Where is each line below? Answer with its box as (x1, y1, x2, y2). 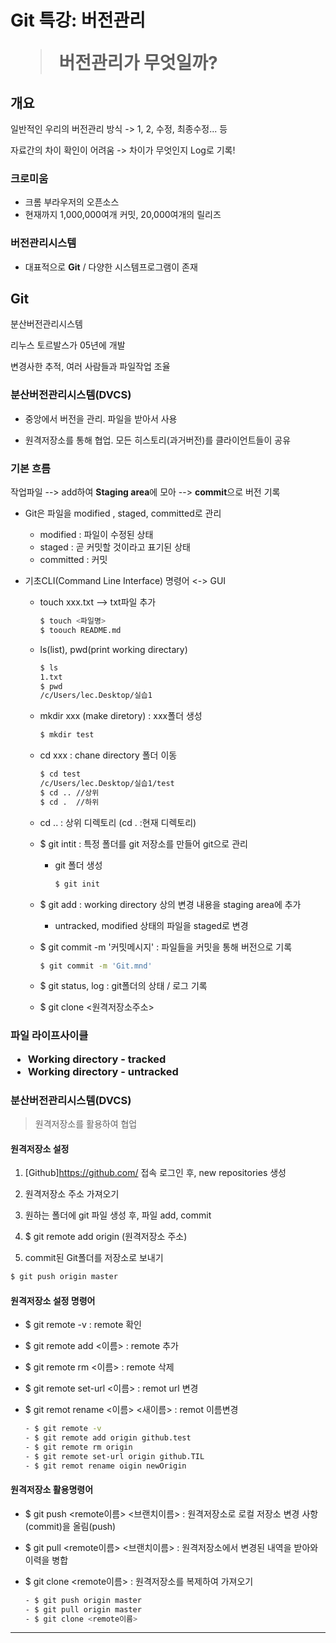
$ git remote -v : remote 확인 (24, 1319, 142, 1331)
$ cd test (39, 769, 82, 780)
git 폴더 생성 (54, 859, 103, 871)
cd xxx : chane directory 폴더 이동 (39, 749, 178, 761)
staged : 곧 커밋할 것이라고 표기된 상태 (39, 541, 191, 553)
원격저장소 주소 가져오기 (24, 1188, 120, 1200)
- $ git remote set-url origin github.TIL (24, 1451, 205, 1461)
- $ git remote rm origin (24, 1442, 133, 1452)
